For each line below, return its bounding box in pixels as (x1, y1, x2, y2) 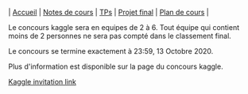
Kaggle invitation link (8, 77, 77, 86)
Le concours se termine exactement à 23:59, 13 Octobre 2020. (8, 47, 214, 55)
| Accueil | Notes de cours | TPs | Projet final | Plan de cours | (8, 8, 209, 17)
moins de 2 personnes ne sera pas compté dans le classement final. (8, 32, 232, 40)
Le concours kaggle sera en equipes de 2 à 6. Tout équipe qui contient (8, 23, 240, 32)
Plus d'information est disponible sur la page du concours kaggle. (8, 62, 224, 71)
